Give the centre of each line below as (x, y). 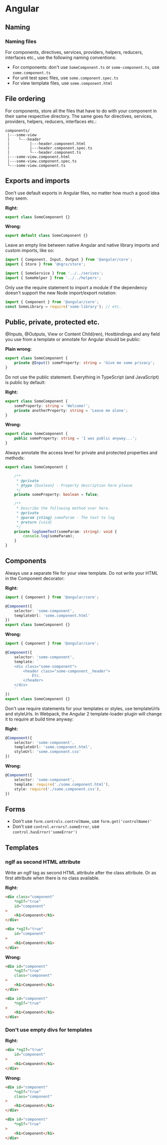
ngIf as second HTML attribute (43, 862)
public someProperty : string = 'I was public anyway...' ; (76, 438)
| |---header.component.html (46, 144)
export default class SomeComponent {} (47, 236)
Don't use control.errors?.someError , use (56, 826)
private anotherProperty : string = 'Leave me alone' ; (71, 410)
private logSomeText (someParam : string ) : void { (66, 532)
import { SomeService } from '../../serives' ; (54, 273)
